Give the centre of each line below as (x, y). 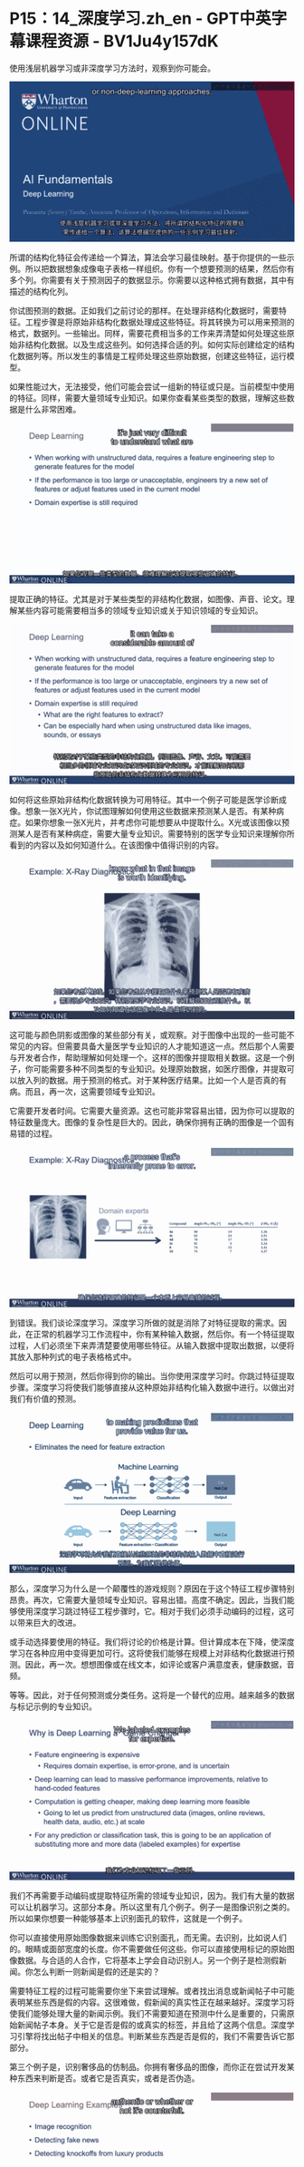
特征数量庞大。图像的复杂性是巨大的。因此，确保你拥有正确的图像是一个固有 (152, 1122)
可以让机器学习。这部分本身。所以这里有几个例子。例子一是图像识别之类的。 (152, 1907)
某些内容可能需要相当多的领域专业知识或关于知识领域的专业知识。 (140, 610)
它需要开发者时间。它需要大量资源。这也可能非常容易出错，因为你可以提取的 (152, 1111)
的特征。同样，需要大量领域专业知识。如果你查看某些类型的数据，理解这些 (148, 398)
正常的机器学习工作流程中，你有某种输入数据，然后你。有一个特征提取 (164, 1335)
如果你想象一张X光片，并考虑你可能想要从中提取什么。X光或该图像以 (153, 822)
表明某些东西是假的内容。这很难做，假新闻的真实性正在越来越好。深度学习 (148, 2002)
